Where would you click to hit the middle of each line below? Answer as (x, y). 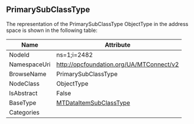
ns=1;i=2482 (75, 54)
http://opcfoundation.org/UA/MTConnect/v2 (118, 64)
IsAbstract (23, 93)
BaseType (23, 103)
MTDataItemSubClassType (93, 103)
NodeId (19, 54)
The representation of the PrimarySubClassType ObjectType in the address (97, 24)
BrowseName (28, 74)
